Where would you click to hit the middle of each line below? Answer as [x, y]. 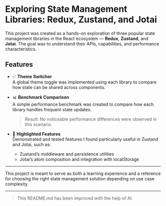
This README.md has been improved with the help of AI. [75, 198]
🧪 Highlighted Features [36, 134]
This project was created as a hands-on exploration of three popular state [80, 33]
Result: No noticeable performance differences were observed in [91, 119]
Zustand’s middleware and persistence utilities [67, 154]
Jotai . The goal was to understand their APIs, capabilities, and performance [82, 43]
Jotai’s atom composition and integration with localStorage [79, 159]
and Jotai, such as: [31, 144]
